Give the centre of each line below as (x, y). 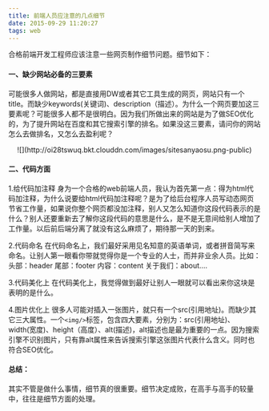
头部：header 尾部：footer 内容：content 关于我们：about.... (108, 265)
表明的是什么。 (33, 292)
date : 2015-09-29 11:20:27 (53, 23)
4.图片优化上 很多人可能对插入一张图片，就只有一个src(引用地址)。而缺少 (129, 309)
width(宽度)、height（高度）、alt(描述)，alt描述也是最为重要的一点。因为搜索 (134, 329)
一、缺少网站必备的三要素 (50, 74)
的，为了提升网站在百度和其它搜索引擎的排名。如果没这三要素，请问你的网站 (134, 123)
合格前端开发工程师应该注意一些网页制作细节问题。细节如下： (110, 54)
